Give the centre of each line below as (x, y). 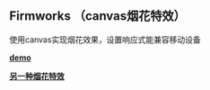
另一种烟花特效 (37, 76)
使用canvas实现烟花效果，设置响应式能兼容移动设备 (105, 40)
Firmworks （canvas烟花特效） (97, 16)
